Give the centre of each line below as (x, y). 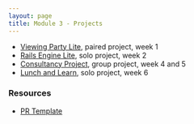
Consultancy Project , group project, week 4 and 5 (103, 64)
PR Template (41, 111)
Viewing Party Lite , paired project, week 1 (89, 46)
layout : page (30, 16)
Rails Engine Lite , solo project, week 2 (83, 55)
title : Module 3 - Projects (56, 24)
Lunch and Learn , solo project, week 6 (84, 72)
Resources (30, 93)
